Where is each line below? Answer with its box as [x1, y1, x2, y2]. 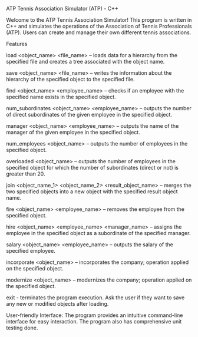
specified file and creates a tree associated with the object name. [6, 58, 165, 65]
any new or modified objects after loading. [6, 300, 109, 307]
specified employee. [6, 247, 56, 254]
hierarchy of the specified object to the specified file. [6, 76, 135, 82]
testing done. [6, 324, 38, 331]
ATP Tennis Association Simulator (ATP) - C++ [6, 5, 119, 12]
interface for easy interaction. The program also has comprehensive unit [6, 318, 182, 325]
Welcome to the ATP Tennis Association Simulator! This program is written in [6, 16, 192, 23]
